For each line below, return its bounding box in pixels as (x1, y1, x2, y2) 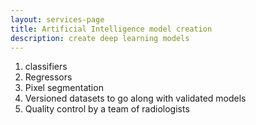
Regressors (24, 71, 73, 83)
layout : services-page (10, 14, 105, 25)
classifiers (24, 61, 68, 73)
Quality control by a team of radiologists (24, 103, 190, 115)
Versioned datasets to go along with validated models (24, 92, 247, 105)
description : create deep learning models (10, 33, 190, 43)
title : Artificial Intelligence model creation (10, 24, 213, 34)
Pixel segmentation (24, 82, 104, 94)
